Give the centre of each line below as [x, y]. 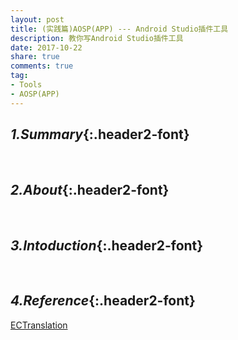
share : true [35, 57]
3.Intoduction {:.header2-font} [107, 245]
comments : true [42, 66]
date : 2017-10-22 [46, 47]
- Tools [26, 85]
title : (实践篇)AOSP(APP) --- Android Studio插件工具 [119, 29]
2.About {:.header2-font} [90, 189]
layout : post [37, 19]
